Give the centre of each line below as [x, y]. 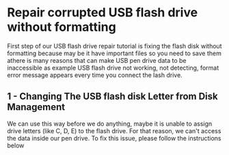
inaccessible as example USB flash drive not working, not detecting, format [113, 68]
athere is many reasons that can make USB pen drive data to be [97, 60]
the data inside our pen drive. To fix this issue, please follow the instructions [114, 138]
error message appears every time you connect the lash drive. [95, 75]
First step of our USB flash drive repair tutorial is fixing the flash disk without [114, 46]
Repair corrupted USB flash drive [103, 13]
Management [36, 107]
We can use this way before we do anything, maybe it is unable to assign [110, 124]
